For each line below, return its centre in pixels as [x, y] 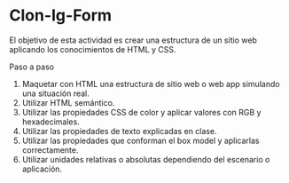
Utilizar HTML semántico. [68, 102]
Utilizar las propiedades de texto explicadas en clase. [119, 131]
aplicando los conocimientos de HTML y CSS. [93, 49]
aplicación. [42, 169]
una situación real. [56, 93]
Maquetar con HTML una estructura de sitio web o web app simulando [151, 84]
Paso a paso [32, 67]
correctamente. [50, 150]
